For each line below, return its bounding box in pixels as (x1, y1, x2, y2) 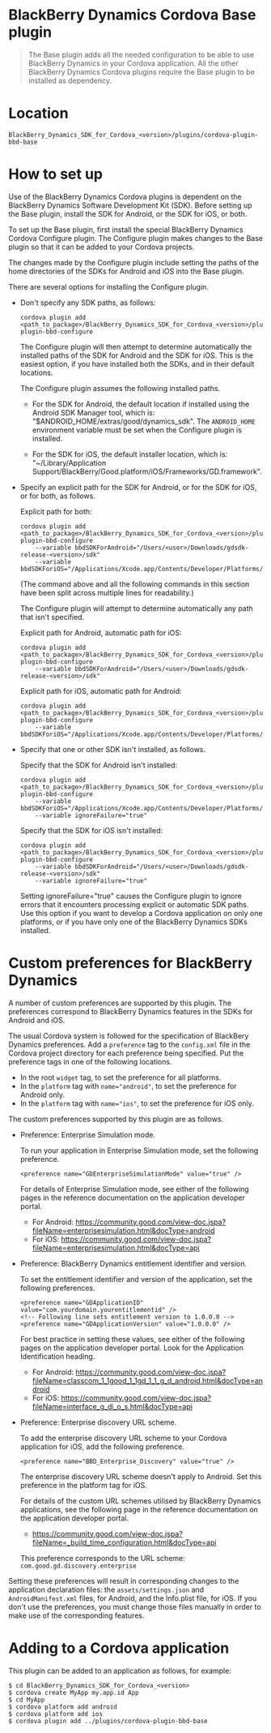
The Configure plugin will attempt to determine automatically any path (19, 603, 253, 613)
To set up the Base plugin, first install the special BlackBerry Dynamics (8, 225, 244, 234)
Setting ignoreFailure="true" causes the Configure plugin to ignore (19, 891, 243, 901)
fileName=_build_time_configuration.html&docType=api (32, 1537, 217, 1547)
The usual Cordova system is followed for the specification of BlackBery (8, 1030, 249, 1040)
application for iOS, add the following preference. (19, 1442, 184, 1451)
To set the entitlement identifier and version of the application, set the (19, 1274, 253, 1284)
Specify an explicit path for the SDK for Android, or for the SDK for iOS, (19, 482, 257, 492)
